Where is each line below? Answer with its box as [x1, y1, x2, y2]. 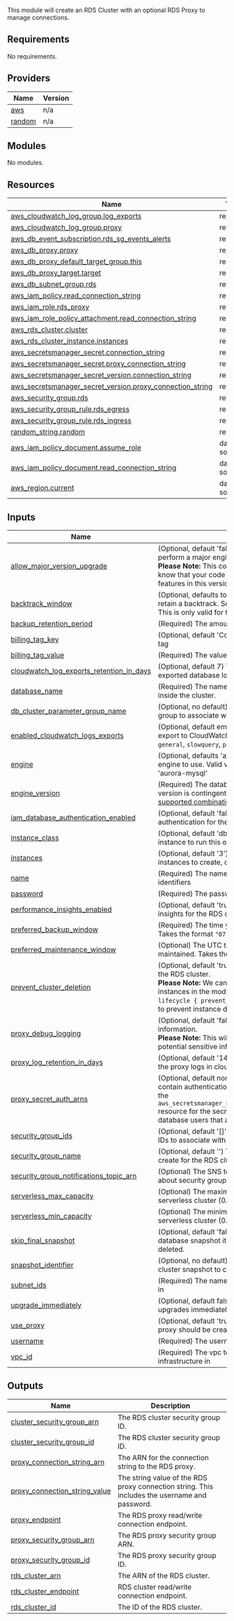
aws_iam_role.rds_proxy [10, 302, 90, 312]
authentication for [157, 817, 217, 827]
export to [157, 730, 188, 740]
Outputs [7, 1380, 44, 1392]
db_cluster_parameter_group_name [10, 706, 127, 716]
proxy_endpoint [10, 1515, 61, 1525]
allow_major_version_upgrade [10, 561, 108, 571]
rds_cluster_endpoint [10, 1586, 79, 1596]
